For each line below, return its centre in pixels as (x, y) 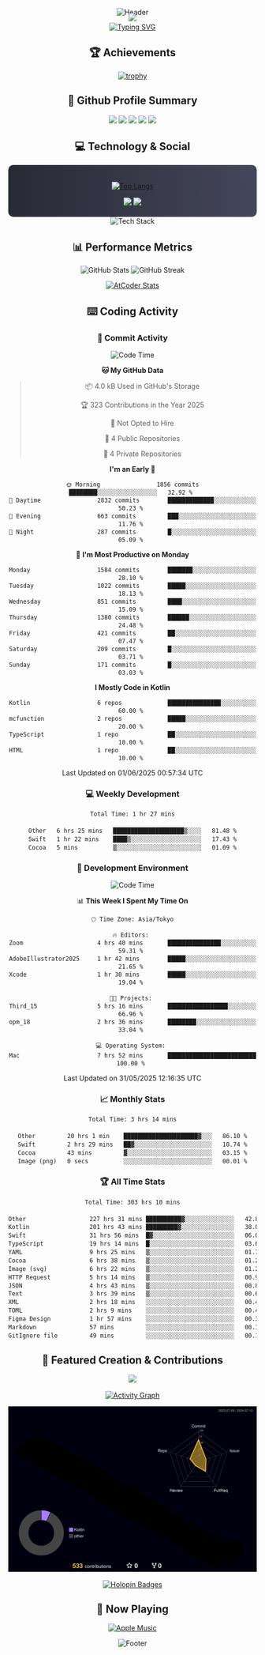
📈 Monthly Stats (132, 1099)
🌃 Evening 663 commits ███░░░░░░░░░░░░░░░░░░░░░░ (132, 516)
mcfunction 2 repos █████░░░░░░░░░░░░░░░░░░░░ (132, 718)
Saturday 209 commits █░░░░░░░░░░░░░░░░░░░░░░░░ (132, 649)
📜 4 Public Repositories (142, 438)
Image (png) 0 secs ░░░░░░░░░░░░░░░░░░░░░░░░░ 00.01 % (132, 1161)
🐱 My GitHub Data (132, 370)
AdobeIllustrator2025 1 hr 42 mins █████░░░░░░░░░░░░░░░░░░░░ (132, 959)
